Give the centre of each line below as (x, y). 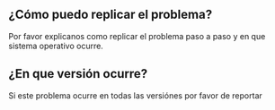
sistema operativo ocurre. (56, 46)
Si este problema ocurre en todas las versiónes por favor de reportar (135, 95)
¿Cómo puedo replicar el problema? (111, 15)
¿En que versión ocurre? (78, 74)
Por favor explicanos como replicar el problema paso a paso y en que (137, 36)
